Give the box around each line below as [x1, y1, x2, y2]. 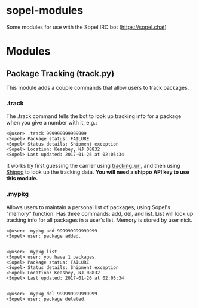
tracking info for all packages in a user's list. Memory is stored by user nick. [6, 216, 193, 224]
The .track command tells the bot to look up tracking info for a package [6, 113, 182, 120]
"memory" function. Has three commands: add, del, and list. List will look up [6, 210, 194, 217]
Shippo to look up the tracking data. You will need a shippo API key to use [6, 168, 189, 176]
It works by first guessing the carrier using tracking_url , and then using [6, 162, 180, 170]
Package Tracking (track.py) [6, 68, 115, 78]
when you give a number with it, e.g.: [6, 119, 97, 126]
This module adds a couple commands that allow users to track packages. [6, 84, 189, 91]
